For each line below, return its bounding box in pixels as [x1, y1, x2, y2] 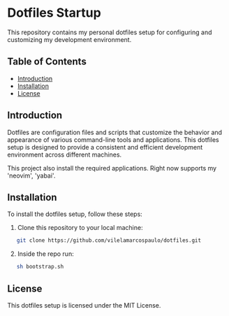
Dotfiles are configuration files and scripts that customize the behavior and [7, 128, 222, 136]
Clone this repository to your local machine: [17, 224, 143, 232]
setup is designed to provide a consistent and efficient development [7, 143, 203, 151]
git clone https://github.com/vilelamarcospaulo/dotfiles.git [16, 237, 201, 244]
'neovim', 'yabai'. [7, 171, 56, 180]
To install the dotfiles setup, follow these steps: [7, 210, 143, 218]
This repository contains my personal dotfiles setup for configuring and [7, 28, 212, 36]
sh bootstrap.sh [16, 264, 64, 271]
